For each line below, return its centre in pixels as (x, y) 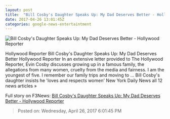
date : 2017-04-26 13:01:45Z (35, 19)
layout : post (19, 10)
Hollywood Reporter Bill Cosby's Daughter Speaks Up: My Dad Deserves (81, 54)
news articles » (21, 86)
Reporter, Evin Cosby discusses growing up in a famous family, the (75, 64)
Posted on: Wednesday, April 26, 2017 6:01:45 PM (70, 111)
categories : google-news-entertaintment (49, 24)
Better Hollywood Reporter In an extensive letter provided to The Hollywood (84, 59)
